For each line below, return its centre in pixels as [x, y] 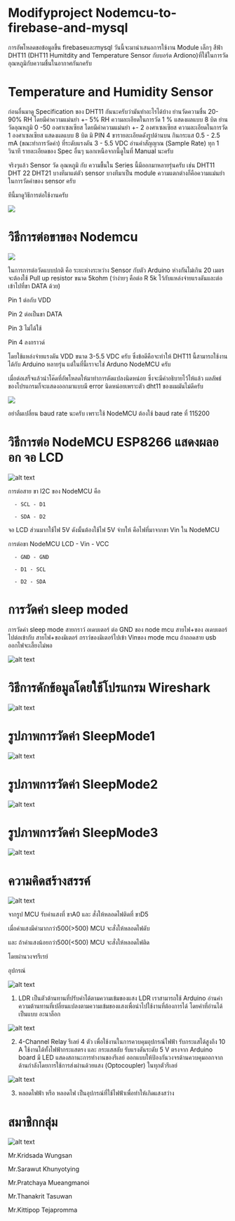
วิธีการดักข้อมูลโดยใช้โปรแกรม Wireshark [109, 687]
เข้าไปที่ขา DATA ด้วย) [34, 285]
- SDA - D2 [30, 517]
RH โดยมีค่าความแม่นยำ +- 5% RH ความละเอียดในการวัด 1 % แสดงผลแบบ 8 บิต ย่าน [126, 119]
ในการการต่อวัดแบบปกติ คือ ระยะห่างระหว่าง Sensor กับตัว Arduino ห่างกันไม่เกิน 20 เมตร [116, 270]
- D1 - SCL [30, 569]
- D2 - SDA [30, 581]
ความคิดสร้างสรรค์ [49, 881]
